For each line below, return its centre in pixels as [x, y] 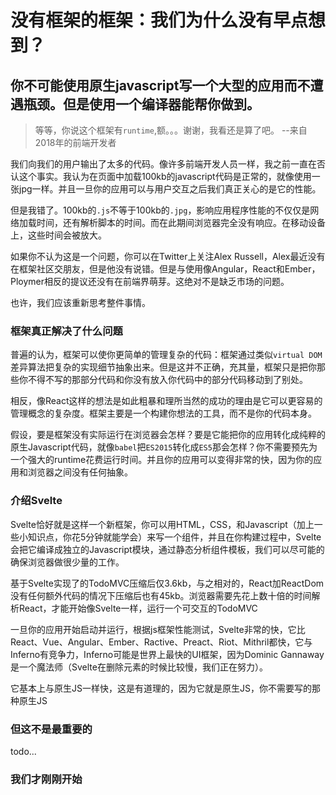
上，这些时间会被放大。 [58, 235]
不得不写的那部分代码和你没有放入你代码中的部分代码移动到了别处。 [167, 380]
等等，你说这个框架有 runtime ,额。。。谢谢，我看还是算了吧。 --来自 [171, 130]
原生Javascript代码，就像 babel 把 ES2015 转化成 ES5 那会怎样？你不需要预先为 [164, 447]
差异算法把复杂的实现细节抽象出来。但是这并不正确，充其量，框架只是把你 [163, 367]
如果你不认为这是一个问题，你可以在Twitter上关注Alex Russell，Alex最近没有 [168, 256]
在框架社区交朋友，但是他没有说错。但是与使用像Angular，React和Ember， [165, 269]
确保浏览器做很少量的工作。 [67, 562]
